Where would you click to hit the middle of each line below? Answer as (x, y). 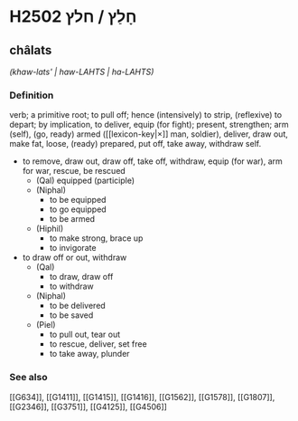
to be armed (72, 219)
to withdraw (72, 286)
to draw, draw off (81, 277)
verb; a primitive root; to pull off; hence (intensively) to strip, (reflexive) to (146, 115)
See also (28, 378)
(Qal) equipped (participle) (85, 181)
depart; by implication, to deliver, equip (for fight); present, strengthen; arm (149, 125)
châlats (31, 50)
